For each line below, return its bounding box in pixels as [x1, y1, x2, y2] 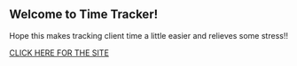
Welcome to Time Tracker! [9, 7, 159, 22]
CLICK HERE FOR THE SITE [9, 48, 109, 58]
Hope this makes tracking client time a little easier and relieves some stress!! [9, 30, 288, 40]
